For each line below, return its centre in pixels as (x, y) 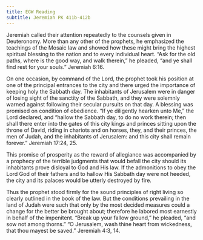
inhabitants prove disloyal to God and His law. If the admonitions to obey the (101, 167)
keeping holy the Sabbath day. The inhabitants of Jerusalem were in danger (101, 91)
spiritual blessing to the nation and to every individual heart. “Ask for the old (101, 54)
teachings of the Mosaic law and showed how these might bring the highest (101, 47)
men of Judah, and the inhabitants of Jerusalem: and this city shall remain (98, 136)
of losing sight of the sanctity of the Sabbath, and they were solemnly (93, 98)
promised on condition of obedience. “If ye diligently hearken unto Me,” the (100, 111)
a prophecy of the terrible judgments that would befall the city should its (96, 161)
